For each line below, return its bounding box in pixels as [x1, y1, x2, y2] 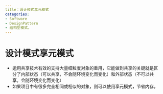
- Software [5, 16, 27, 21]
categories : [5, 12, 29, 17]
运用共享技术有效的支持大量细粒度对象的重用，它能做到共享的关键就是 [12, 65, 154, 71]
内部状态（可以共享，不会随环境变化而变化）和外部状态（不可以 [21, 71, 150, 77]
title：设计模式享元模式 [5, 7, 49, 12]
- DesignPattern [5, 21, 38, 26]
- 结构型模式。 [5, 25, 32, 30]
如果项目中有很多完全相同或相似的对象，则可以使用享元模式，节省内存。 [12, 84, 158, 90]
